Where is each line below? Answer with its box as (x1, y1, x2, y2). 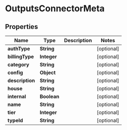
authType (7, 45, 30, 52)
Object (39, 69, 56, 76)
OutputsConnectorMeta (5, 3, 105, 14)
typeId (7, 117, 24, 124)
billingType (7, 53, 34, 60)
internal (7, 93, 26, 100)
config (7, 69, 24, 76)
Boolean (39, 93, 60, 100)
